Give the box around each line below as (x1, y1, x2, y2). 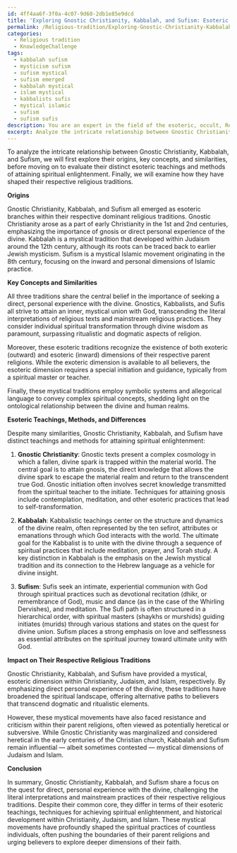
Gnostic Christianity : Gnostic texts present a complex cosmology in (17, 450, 217, 459)
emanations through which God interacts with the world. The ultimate (17, 532, 219, 540)
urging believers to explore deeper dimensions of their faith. (7, 838, 182, 847)
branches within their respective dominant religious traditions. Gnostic (7, 212, 212, 221)
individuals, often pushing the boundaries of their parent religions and (7, 830, 210, 839)
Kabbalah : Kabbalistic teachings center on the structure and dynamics (17, 516, 224, 525)
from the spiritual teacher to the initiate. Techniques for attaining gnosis (17, 488, 226, 496)
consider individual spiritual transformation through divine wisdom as (7, 322, 208, 331)
